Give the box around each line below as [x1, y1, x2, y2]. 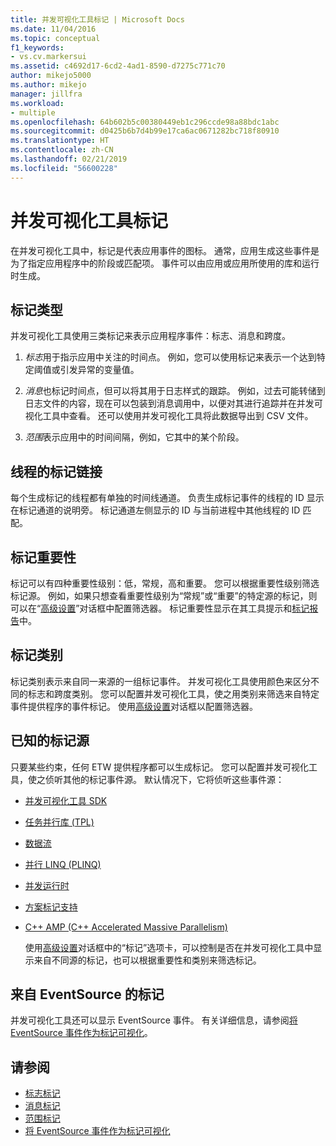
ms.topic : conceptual [10, 33, 101, 43]
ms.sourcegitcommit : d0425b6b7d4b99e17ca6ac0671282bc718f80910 [10, 126, 280, 136]
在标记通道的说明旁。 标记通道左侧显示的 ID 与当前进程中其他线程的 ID [10, 504, 301, 516]
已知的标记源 [10, 732, 90, 750]
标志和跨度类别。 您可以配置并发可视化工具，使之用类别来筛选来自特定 [27, 687, 320, 700]
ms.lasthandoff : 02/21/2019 [10, 154, 128, 164]
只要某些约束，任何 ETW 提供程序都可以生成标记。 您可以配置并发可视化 [10, 761, 310, 773]
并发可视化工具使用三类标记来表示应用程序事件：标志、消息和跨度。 [10, 330, 291, 342]
